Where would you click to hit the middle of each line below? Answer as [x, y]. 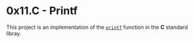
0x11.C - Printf [42, 11]
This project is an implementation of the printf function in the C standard [97, 27]
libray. [14, 33]
